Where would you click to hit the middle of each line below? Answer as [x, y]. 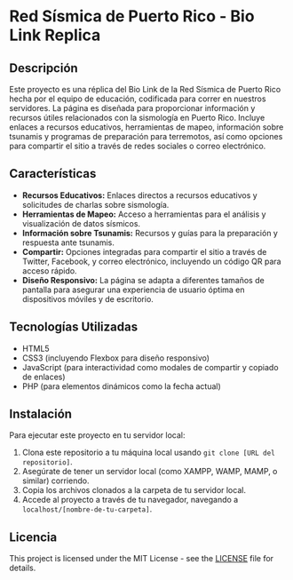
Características [53, 174]
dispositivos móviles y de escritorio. [87, 298]
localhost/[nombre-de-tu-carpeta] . [87, 509]
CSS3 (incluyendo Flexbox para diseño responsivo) [116, 358]
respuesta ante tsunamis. [68, 242]
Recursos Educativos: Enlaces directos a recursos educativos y [139, 195]
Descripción [44, 68]
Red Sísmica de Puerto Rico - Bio [132, 16]
